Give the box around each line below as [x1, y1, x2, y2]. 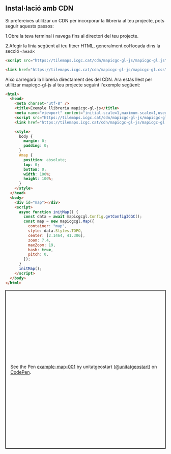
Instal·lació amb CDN [5, 4, 74, 13]
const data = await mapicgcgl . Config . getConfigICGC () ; [23, 214, 142, 219]
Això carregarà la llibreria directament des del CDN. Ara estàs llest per [5, 76, 153, 82]
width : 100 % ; [23, 171, 51, 177]
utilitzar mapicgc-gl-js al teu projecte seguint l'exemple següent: [5, 81, 140, 88]
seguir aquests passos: [5, 23, 54, 29]
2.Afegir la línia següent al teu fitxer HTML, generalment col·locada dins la [5, 43, 160, 49]
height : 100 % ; [23, 176, 53, 181]
